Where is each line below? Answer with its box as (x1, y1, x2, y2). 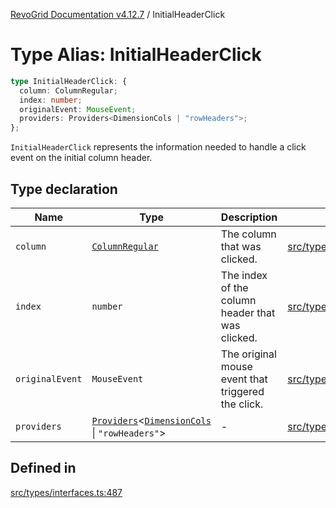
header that (220, 306, 276, 319)
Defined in (10, 460, 77, 477)
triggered (220, 385, 265, 398)
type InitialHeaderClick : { (10, 76, 128, 86)
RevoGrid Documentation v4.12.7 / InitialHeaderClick (10, 9, 226, 20)
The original (220, 347, 277, 361)
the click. (220, 397, 264, 411)
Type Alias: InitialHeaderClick (10, 44, 262, 66)
